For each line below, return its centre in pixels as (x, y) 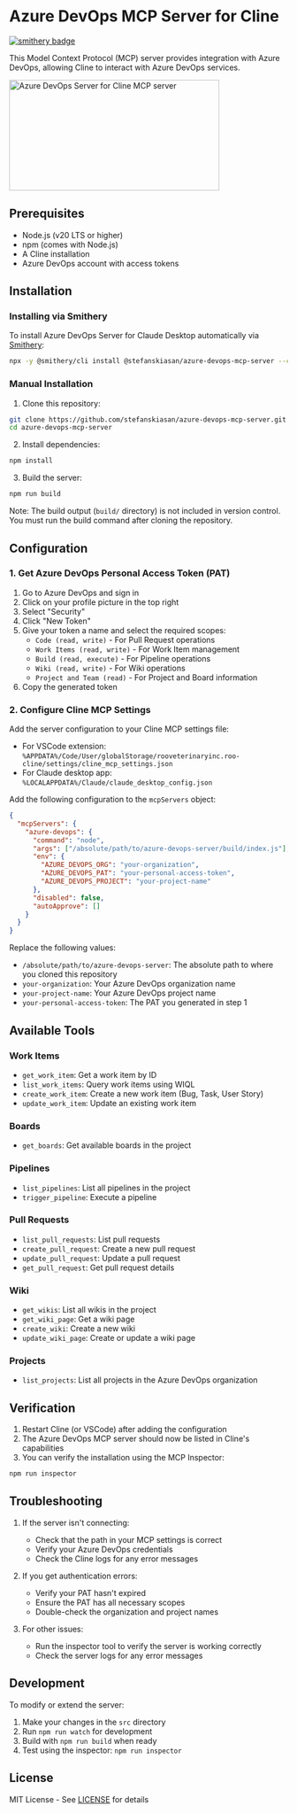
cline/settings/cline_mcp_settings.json (97, 764)
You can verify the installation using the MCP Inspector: (123, 1458)
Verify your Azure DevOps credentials (104, 1549)
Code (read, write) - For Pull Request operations (125, 639)
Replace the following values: (63, 948)
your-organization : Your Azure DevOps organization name (129, 984)
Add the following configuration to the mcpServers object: (113, 800)
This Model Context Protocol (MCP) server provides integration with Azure (145, 58)
